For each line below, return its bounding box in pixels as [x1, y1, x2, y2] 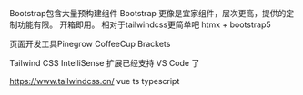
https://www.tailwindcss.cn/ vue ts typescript [9, 76, 180, 86]
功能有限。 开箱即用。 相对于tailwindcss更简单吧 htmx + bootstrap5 [16, 19, 271, 30]
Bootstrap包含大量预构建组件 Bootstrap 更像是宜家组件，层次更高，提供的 [9, 8, 287, 18]
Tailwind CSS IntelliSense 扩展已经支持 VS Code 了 [9, 58, 200, 68]
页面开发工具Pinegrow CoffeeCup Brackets [9, 39, 171, 49]
